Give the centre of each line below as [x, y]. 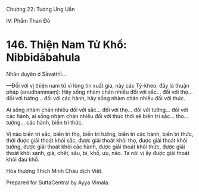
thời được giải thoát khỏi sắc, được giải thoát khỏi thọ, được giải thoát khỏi [97, 140]
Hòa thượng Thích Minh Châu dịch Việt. [55, 171]
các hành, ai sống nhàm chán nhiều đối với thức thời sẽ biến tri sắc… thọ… [97, 116]
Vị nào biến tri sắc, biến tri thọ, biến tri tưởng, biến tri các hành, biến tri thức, [100, 134]
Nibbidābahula [43, 58]
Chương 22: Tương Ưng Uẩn [41, 9]
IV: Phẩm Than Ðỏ [28, 21]
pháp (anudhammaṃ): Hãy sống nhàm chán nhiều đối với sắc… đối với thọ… [99, 92]
